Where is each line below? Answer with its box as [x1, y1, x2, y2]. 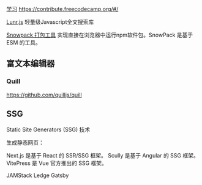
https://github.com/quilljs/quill [6, 91, 82, 98]
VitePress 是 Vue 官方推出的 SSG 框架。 [6, 159, 107, 167]
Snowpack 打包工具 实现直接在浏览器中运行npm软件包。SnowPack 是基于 [6, 31, 193, 38]
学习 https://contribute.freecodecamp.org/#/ [6, 5, 119, 12]
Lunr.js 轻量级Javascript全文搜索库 [6, 18, 94, 26]
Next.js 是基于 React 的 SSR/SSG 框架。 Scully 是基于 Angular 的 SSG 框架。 [6, 151, 199, 159]
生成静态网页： [6, 139, 44, 146]
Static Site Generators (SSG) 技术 [6, 126, 91, 133]
